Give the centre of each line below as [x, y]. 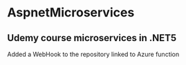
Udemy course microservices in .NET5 [92, 38]
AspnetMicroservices [71, 13]
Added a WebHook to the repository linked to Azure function [93, 54]
